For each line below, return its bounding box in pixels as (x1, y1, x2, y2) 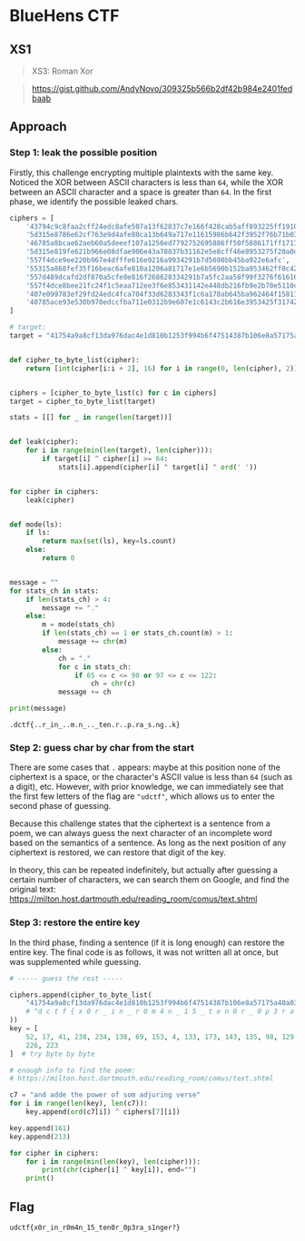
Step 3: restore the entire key (9, 916, 141, 929)
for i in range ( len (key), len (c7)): (9, 1099, 148, 1108)
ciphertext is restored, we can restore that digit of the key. (9, 847, 227, 858)
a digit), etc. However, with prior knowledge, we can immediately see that (9, 782, 284, 793)
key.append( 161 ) (9, 1123, 71, 1133)
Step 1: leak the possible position (9, 146, 157, 159)
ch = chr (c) (90, 679, 136, 688)
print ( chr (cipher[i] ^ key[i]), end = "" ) (42, 1166, 197, 1175)
